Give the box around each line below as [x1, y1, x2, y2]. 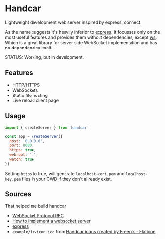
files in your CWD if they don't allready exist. [22, 176, 112, 182]
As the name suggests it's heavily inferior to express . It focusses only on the [5, 29, 160, 35]
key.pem [5, 177, 21, 182]
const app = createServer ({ [5, 134, 63, 139]
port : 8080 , [9, 143, 34, 148]
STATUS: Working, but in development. [5, 54, 84, 60]
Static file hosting [12, 92, 48, 98]
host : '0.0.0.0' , [9, 139, 45, 143]
